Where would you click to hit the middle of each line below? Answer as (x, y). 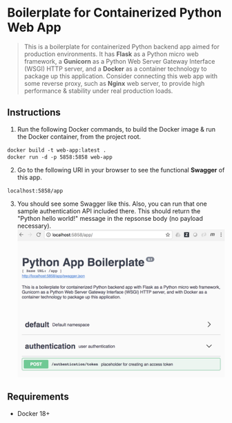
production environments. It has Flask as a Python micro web (111, 54)
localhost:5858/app (35, 191)
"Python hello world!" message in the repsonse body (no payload (110, 218)
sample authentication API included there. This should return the (109, 211)
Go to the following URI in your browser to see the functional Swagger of (121, 170)
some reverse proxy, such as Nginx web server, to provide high (114, 83)
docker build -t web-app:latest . (57, 150)
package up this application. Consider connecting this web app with (120, 76)
